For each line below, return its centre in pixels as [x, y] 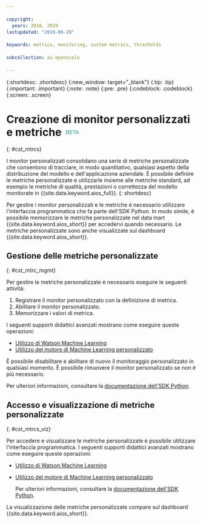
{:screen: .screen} [29, 95]
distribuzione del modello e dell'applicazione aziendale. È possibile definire [100, 173]
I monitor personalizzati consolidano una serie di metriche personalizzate [98, 161]
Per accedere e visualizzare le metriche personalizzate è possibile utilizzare [101, 441]
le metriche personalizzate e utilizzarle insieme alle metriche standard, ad [98, 180]
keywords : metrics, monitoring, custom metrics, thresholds [84, 45]
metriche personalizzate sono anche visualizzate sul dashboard [86, 230]
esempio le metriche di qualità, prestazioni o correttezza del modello [92, 186]
